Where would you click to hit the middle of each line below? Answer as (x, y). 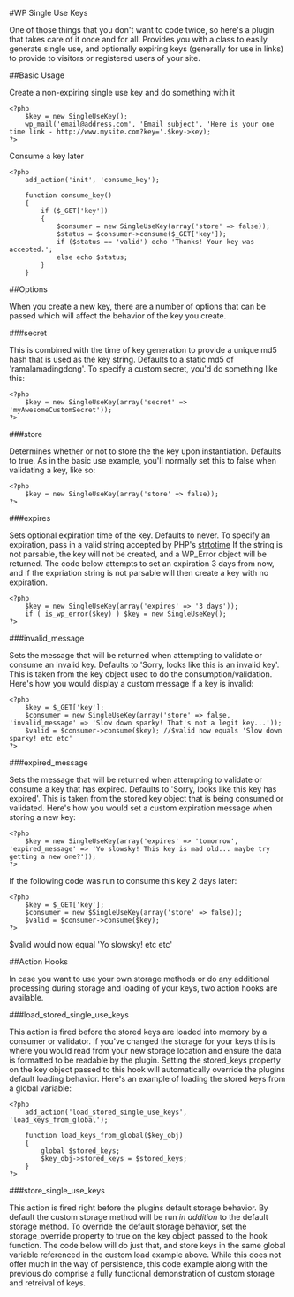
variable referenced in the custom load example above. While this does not (145, 1255)
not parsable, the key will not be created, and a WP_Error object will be (138, 554)
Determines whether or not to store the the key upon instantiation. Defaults (145, 451)
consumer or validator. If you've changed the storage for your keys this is (143, 1041)
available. (26, 998)
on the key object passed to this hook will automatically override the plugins (147, 1069)
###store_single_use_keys (57, 1190)
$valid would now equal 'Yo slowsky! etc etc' (91, 944)
